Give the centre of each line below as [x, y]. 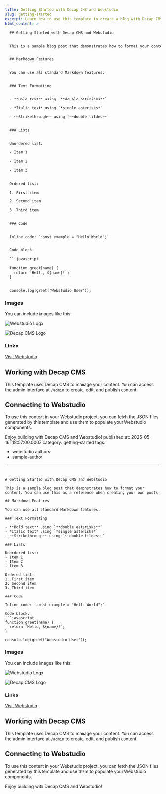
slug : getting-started [28, 14]
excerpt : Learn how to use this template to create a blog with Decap [79, 19]
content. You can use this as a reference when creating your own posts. [83, 493]
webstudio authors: [32, 452]
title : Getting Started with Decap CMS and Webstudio [62, 10]
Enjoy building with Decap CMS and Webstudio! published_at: [68, 437]
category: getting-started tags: [74, 442]
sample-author [27, 457]
